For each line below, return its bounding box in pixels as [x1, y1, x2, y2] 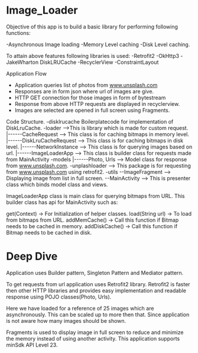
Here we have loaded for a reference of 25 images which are [6, 305, 154, 312]
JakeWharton [6, 59, 39, 66]
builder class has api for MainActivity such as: [6, 199, 118, 206]
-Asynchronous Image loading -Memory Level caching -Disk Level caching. [6, 41, 190, 48]
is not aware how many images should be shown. [6, 317, 126, 324]
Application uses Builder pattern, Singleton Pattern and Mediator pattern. [6, 269, 184, 276]
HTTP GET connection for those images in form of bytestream [14, 94, 166, 101]
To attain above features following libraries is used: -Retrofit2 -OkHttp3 [6, 52, 179, 59]
